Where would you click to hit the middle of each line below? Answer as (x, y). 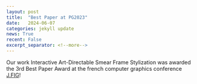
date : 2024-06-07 (31, 23)
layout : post (23, 12)
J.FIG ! (14, 75)
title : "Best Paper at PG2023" (47, 17)
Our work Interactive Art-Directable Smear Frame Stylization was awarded (99, 62)
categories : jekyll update (40, 28)
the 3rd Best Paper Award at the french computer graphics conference (94, 68)
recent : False (24, 40)
